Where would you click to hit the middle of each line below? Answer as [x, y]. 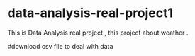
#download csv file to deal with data [60, 46]
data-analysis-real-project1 [90, 13]
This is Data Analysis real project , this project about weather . [98, 33]
